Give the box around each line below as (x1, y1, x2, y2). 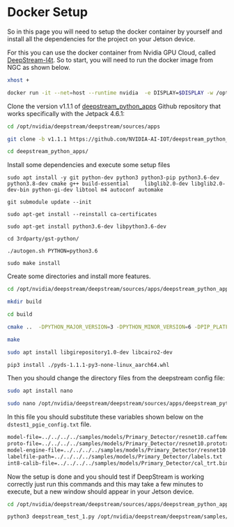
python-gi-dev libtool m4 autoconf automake (32, 187, 164, 194)
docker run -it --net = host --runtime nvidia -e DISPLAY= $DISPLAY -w (7, 89, 214, 96)
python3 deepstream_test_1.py (7, 513, 95, 521)
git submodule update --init (7, 198, 92, 206)
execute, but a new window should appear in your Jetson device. (7, 487, 194, 496)
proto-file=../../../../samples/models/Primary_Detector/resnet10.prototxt (7, 440, 232, 447)
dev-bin (7, 187, 30, 194)
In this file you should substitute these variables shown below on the (7, 413, 204, 421)
